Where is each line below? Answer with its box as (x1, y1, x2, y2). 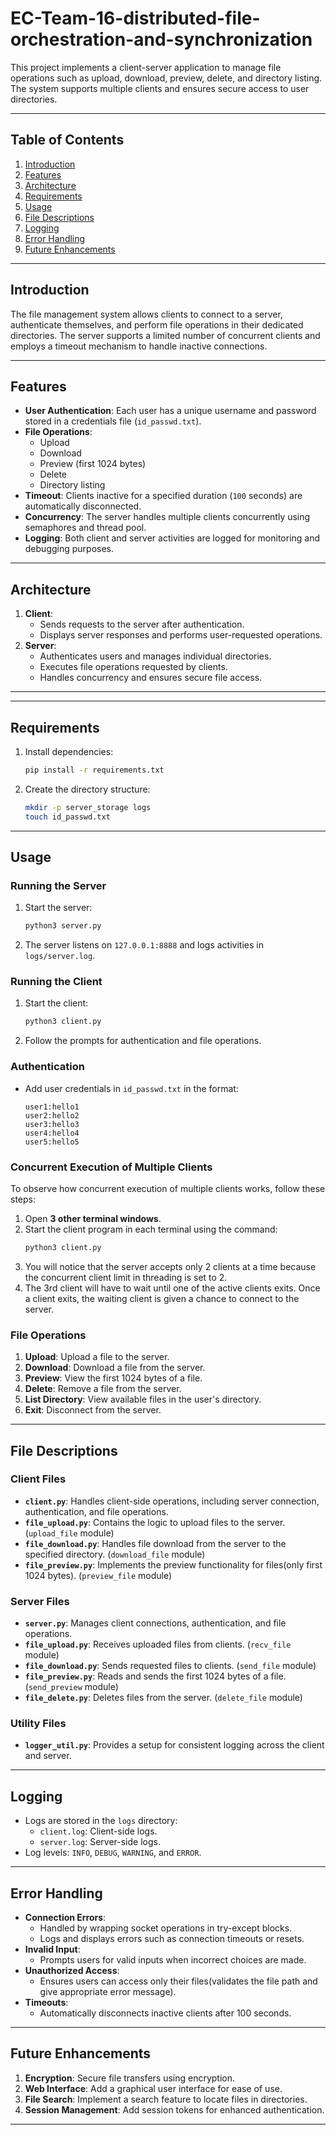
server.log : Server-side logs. (39, 1836, 161, 1848)
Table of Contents (10, 132, 125, 149)
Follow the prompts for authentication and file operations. (24, 1035, 262, 1047)
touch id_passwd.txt (24, 812, 111, 822)
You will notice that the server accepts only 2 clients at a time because (24, 1260, 317, 1272)
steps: (10, 1193, 36, 1205)
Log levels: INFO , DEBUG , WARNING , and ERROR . (24, 1847, 202, 1859)
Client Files (10, 1472, 67, 1486)
